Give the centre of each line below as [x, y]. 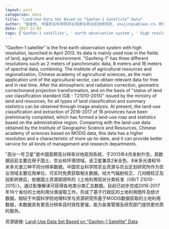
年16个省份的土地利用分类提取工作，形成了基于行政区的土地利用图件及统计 [82, 192]
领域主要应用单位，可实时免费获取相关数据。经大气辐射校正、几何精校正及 [87, 173]
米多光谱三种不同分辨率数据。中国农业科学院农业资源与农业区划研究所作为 [82, 167]
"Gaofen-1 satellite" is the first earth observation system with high [73, 48]
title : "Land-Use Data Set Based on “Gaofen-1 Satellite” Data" [74, 19]
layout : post [19, 10]
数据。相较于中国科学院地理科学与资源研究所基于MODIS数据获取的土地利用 [83, 198]
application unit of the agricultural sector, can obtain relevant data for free [82, 80]
